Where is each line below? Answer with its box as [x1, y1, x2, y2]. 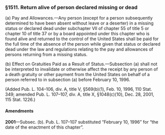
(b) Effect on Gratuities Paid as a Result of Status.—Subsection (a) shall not [5, 61, 158, 67]
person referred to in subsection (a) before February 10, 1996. [5, 77, 131, 82]
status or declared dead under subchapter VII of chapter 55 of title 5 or [5, 26, 149, 31]
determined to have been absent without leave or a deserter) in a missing [5, 20, 154, 26]
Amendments [5, 108, 33, 114]
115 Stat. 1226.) [5, 97, 35, 103]
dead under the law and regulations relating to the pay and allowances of [5, 46, 154, 53]
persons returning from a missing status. [5, 52, 88, 57]
